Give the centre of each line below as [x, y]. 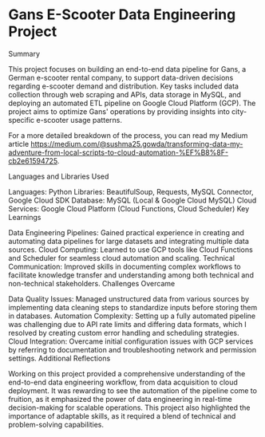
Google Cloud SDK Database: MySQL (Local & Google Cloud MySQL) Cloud [132, 200]
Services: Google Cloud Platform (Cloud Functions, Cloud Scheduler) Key [129, 208]
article [19, 144]
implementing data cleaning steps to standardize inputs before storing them [133, 307]
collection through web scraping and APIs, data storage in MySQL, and [125, 94]
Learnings [25, 217]
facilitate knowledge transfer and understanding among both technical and [131, 275]
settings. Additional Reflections [59, 358]
